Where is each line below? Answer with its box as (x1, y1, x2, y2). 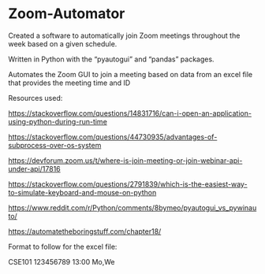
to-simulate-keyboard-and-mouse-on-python (8, 187, 157, 197)
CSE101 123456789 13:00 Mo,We (8, 257, 115, 266)
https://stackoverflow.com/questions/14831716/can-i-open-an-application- (8, 108, 252, 118)
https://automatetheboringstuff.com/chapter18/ (8, 226, 162, 236)
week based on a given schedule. (8, 39, 118, 48)
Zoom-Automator (8, 5, 125, 23)
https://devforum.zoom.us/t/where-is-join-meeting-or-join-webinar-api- (8, 155, 243, 165)
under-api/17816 (8, 164, 61, 173)
